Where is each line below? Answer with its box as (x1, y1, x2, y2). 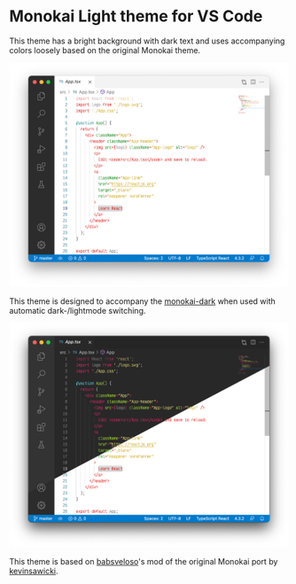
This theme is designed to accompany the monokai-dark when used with (9, 295, 277, 307)
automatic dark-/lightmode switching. (9, 305, 146, 315)
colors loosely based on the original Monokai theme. (9, 44, 201, 55)
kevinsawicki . (9, 565, 59, 576)
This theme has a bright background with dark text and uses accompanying (9, 35, 285, 46)
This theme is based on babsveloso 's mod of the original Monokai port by (9, 556, 278, 566)
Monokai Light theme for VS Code (9, 6, 263, 27)
